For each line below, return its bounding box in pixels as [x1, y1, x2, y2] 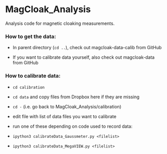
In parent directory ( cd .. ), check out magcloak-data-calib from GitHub [12, 45, 162, 51]
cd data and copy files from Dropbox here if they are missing [12, 94, 140, 100]
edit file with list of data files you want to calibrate [12, 113, 116, 120]
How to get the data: [5, 33, 57, 40]
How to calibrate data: [5, 72, 61, 80]
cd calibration [12, 85, 45, 90]
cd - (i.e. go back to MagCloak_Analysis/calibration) [12, 103, 121, 109]
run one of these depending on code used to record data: [12, 123, 133, 129]
